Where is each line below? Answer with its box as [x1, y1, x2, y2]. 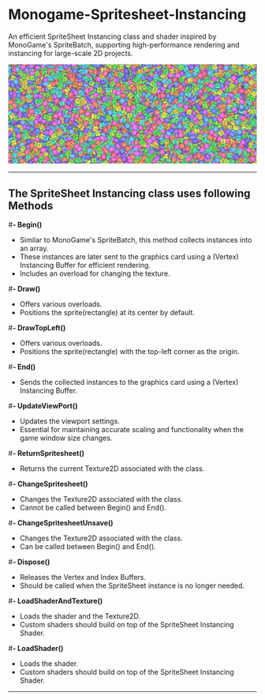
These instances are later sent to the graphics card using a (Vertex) [19, 252, 239, 262]
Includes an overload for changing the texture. [19, 269, 171, 278]
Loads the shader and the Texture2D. [19, 612, 140, 621]
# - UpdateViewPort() [8, 401, 78, 411]
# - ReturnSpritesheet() [8, 449, 85, 458]
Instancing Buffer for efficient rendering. [19, 261, 151, 270]
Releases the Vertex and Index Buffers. [19, 573, 146, 582]
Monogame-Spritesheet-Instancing [8, 6, 247, 24]
